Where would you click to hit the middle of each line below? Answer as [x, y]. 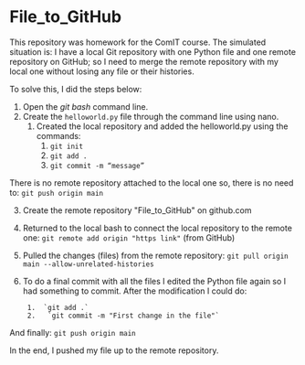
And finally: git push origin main [73, 332]
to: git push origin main [56, 192]
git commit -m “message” [97, 166]
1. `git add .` [58, 307]
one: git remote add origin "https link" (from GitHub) [129, 237]
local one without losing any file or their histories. [102, 71]
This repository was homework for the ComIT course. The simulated [138, 42]
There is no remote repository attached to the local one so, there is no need [152, 182]
